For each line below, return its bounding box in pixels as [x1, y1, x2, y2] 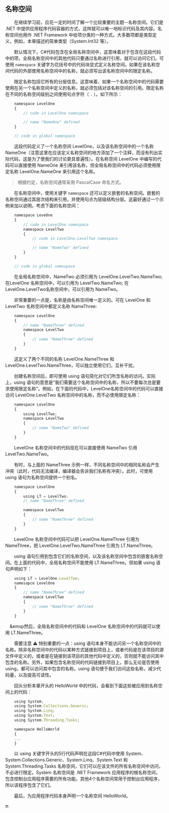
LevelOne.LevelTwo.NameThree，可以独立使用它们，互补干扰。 [5, 362, 137, 368]
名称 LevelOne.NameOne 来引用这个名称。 [9, 169, 98, 175]
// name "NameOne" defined [23, 120, 80, 125]
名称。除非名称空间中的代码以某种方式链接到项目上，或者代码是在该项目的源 [5, 646, 164, 652]
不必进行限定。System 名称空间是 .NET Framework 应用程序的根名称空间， [5, 770, 160, 776]
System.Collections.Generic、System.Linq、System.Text [5, 757, 122, 763]
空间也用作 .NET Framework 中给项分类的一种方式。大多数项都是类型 [9, 32, 152, 38]
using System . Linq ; [14, 708, 55, 714]
